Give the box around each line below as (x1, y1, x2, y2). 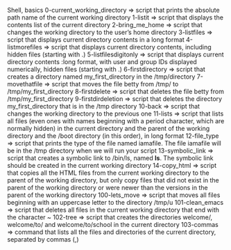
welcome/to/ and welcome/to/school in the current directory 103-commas (7, 221, 219, 228)
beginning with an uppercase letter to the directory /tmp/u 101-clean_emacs (7, 198, 224, 206)
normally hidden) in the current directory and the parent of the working (7, 125, 210, 132)
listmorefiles (7, 43, 43, 51)
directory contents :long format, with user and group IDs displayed (7, 58, 198, 65)
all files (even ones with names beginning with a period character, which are (7, 117, 225, 125)
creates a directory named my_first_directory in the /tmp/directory (7, 72, 196, 81)
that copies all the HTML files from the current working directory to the (7, 169, 209, 177)
